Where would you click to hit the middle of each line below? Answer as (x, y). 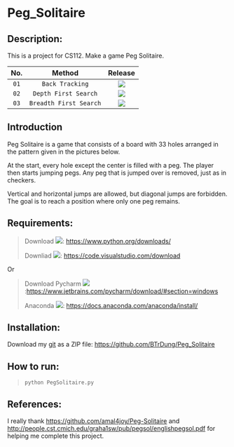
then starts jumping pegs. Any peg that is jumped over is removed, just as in (117, 173)
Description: (35, 39)
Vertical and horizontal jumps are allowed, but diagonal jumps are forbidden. (117, 194)
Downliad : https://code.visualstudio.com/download (102, 255)
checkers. (22, 180)
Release (122, 73)
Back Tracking (65, 84)
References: (34, 404)
